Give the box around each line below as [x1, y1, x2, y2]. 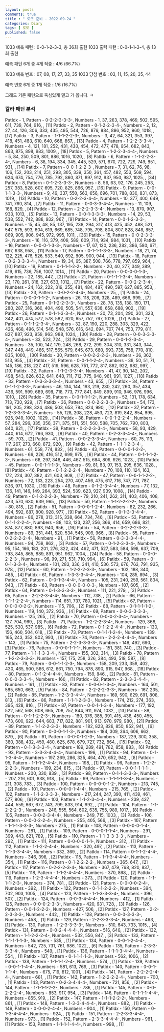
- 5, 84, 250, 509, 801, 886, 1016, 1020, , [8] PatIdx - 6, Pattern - [5, 153, 134, 160]
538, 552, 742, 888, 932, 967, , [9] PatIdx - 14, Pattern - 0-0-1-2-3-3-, [5, 216, 146, 222]
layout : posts [5, 7, 34, 12]
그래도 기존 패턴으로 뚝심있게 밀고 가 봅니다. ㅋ [5, 92, 94, 98]
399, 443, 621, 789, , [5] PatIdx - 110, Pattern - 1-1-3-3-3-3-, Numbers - [5, 833, 149, 839]
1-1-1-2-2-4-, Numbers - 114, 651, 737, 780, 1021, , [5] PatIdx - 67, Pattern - [5, 598, 155, 604]
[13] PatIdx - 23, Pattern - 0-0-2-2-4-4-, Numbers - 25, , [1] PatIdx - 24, [5, 290, 150, 296]
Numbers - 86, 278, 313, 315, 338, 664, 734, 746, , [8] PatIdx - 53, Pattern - [5, 515, 157, 520]
